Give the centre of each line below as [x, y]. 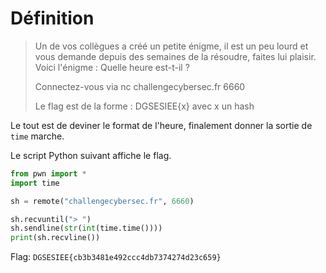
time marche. [37, 136]
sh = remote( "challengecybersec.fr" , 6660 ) [102, 201]
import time [35, 183]
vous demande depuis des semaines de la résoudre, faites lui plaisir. [175, 56]
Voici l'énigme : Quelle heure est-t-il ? [112, 67]
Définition [52, 18]
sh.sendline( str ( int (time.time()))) [86, 228]
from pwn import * [48, 173]
